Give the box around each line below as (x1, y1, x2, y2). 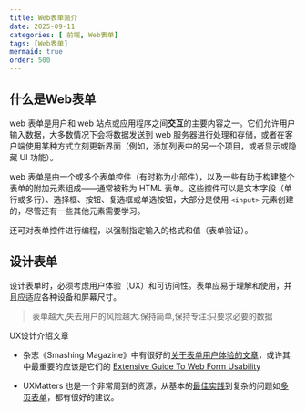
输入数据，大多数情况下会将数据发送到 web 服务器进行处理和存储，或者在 (9, 128, 285, 139)
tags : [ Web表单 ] (9, 38, 68, 48)
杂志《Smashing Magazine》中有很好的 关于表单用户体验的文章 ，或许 (22, 349, 283, 360)
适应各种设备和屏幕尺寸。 (25, 291, 121, 302)
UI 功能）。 (19, 151, 59, 162)
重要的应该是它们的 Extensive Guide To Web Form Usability (38, 361, 261, 372)
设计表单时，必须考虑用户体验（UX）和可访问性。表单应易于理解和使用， (9, 280, 284, 291)
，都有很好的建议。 (46, 391, 119, 402)
